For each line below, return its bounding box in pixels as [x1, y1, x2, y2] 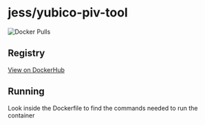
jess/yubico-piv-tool [8, 5, 128, 21]
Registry [8, 47, 45, 59]
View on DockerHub [8, 65, 65, 73]
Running [8, 86, 45, 98]
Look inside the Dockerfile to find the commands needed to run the [8, 104, 198, 112]
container [8, 111, 35, 120]
